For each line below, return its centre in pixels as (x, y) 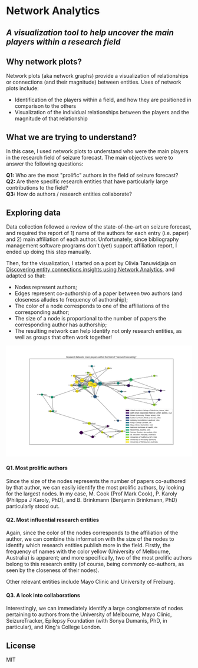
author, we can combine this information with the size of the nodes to (90, 539)
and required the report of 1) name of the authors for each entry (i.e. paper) (98, 233)
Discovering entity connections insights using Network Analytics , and (90, 270)
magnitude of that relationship (51, 118)
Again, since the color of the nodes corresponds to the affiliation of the (92, 533)
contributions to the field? (37, 188)
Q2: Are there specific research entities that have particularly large (87, 181)
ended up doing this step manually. (49, 252)
